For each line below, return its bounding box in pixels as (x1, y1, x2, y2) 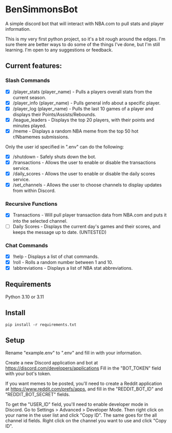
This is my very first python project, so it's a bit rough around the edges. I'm (5, 36, 165, 42)
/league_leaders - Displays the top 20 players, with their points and (12, 117, 155, 123)
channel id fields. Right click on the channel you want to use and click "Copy (5, 417, 167, 423)
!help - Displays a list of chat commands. (12, 253, 99, 259)
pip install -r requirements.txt (5, 322, 77, 327)
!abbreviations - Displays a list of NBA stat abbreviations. (12, 265, 133, 271)
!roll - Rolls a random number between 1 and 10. (12, 259, 114, 265)
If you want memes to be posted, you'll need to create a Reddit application (5, 380, 162, 386)
